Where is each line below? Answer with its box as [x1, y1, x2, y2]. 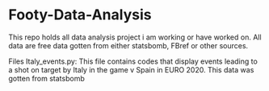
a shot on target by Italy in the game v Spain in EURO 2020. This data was [8, 64, 254, 74]
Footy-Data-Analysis [8, 6, 152, 24]
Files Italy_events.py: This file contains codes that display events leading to [8, 56, 258, 66]
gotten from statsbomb [8, 73, 85, 83]
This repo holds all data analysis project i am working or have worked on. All [8, 32, 262, 42]
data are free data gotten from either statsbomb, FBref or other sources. [8, 40, 249, 50]
